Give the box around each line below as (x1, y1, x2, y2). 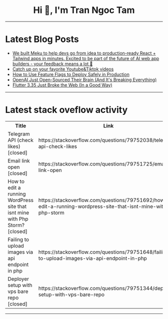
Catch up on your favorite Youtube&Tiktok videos (12, 66, 114, 72)
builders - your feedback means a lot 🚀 (12, 60, 93, 66)
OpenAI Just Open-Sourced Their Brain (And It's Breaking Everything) (12, 76, 157, 82)
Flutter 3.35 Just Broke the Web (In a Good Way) (12, 82, 112, 88)
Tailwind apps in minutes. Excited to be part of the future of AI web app (12, 55, 159, 61)
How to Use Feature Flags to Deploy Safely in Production (12, 71, 130, 77)
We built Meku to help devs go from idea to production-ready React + (12, 50, 156, 56)
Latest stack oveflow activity (5, 104, 128, 115)
